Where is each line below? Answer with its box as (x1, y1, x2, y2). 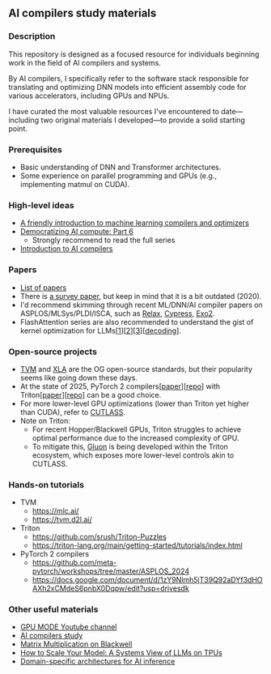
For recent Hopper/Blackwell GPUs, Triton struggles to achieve (32, 424, 241, 434)
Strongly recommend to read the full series (32, 235, 176, 245)
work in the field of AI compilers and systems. (8, 58, 162, 67)
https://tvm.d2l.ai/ (32, 514, 92, 525)
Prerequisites (8, 143, 62, 155)
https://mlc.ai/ (32, 506, 79, 516)
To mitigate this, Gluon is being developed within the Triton (32, 442, 229, 451)
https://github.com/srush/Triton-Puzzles (32, 532, 167, 542)
